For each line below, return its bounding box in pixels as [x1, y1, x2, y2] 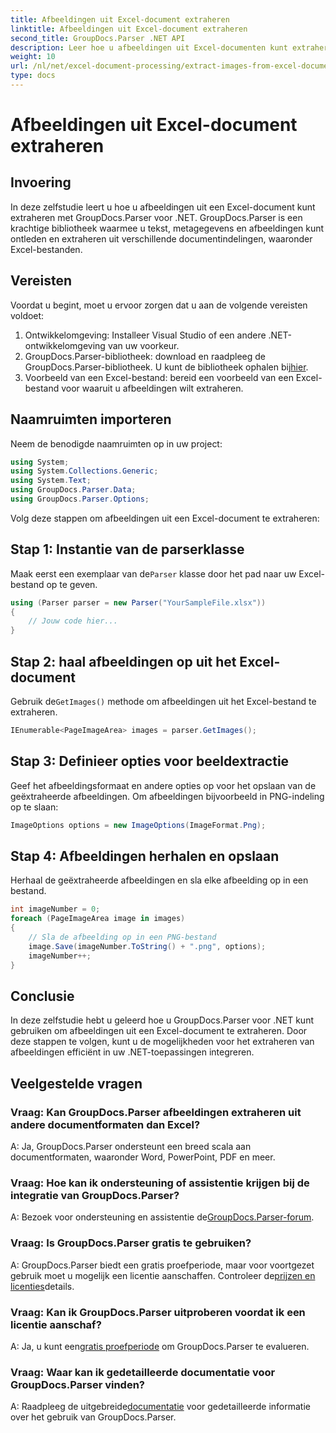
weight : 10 [10, 52, 56, 62]
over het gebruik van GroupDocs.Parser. [10, 1411, 177, 1423]
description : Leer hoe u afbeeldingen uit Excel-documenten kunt [10, 42, 288, 53]
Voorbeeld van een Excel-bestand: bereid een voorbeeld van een [24, 371, 294, 383]
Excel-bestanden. [10, 243, 83, 255]
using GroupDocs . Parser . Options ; [10, 494, 150, 504]
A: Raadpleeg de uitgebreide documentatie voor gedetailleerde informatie [10, 1401, 312, 1413]
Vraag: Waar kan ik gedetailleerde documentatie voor [10, 1365, 276, 1379]
